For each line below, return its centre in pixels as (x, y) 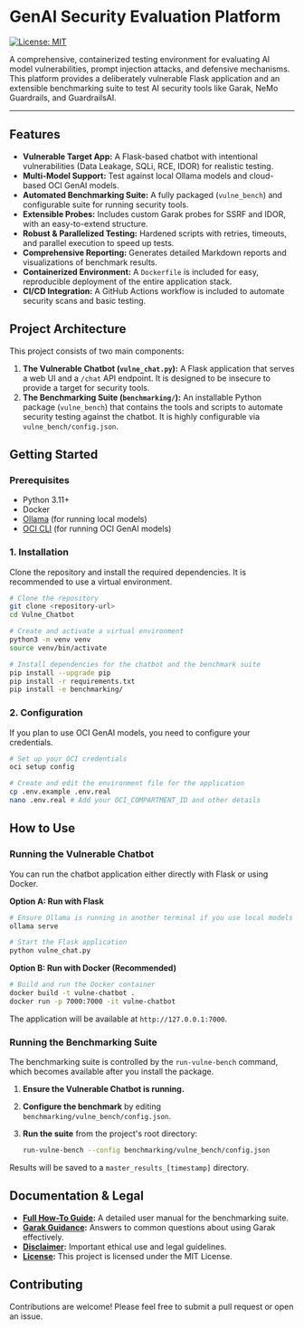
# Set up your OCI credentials (68, 759)
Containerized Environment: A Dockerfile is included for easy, (141, 271)
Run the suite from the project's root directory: (110, 1134)
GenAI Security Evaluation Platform (145, 17)
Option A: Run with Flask (57, 901)
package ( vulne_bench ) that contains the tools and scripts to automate (152, 407)
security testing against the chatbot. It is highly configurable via (141, 416)
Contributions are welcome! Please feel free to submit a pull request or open (152, 1306)
